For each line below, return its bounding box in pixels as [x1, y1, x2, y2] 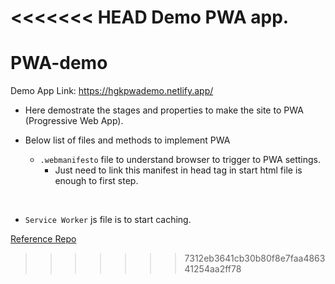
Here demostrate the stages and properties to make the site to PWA [24, 104, 304, 116]
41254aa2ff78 [184, 263, 242, 275]
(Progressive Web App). [24, 115, 124, 127]
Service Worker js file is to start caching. [24, 214, 192, 226]
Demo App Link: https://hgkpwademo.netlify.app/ [10, 85, 214, 97]
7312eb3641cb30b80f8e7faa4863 [184, 252, 326, 265]
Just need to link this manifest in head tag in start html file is [54, 164, 303, 176]
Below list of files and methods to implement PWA [24, 134, 231, 146]
